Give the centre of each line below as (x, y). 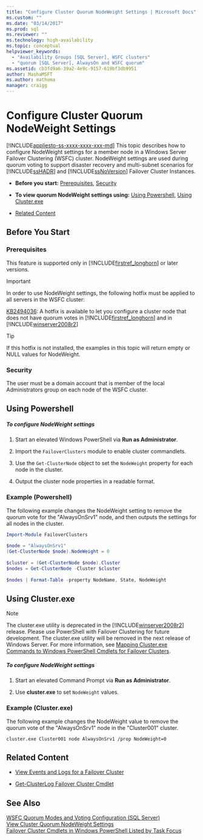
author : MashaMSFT (29, 74)
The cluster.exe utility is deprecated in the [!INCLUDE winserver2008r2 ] (95, 625)
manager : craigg (27, 86)
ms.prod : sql (23, 29)
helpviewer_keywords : (34, 52)
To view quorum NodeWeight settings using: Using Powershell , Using (103, 195)
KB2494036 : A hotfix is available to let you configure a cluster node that (96, 311)
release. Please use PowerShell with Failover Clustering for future (88, 632)
